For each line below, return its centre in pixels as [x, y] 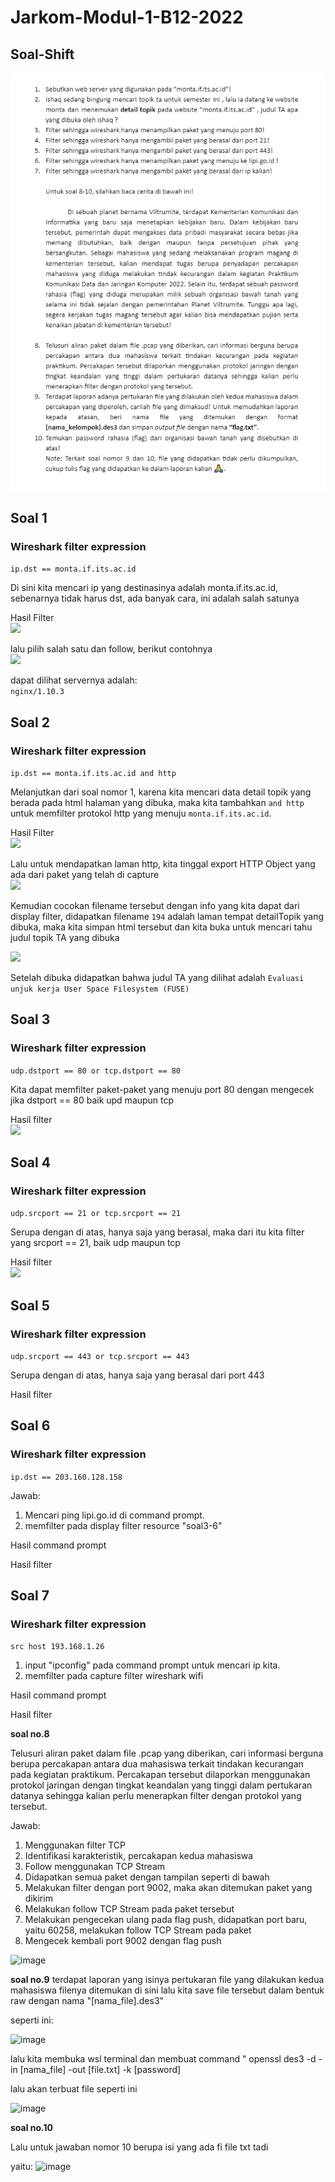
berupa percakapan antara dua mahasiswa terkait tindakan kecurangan [157, 1764]
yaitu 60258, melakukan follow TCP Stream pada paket [138, 1930]
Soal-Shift [42, 54]
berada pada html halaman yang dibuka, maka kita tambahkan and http [157, 802]
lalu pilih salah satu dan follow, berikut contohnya [111, 649]
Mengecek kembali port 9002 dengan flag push [123, 1941]
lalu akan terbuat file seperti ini [74, 2089]
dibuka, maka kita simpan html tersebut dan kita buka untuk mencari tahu [161, 927]
